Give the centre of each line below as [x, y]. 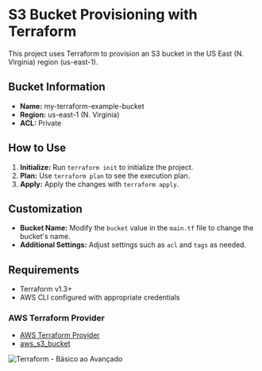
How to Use [37, 148]
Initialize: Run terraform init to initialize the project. [106, 167]
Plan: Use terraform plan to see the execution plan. [105, 176]
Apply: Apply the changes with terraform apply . [99, 184]
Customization [46, 209]
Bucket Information [57, 87]
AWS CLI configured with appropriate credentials [100, 298]
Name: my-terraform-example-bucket [82, 106]
